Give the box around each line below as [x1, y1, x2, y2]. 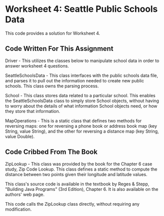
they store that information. [5, 108, 61, 114]
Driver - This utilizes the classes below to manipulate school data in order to [5, 58, 160, 64]
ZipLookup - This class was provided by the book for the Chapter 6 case [5, 161, 153, 167]
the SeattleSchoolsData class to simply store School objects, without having [5, 98, 159, 104]
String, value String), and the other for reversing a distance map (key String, [5, 128, 159, 134]
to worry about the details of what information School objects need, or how [5, 103, 158, 109]
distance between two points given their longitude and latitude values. [5, 171, 148, 177]
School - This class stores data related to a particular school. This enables [5, 92, 156, 98]
